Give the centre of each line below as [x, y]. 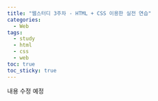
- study [24, 39]
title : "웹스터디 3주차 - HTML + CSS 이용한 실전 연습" [79, 13]
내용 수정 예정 [26, 91]
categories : [24, 20]
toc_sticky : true [32, 70]
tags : [15, 32]
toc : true [21, 64]
